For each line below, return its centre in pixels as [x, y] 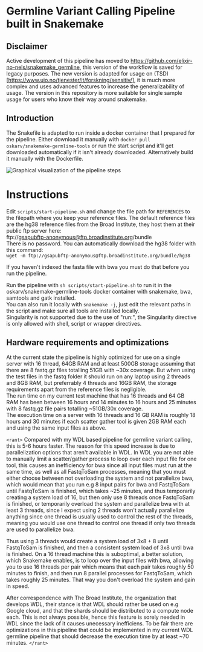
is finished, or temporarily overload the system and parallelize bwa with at [98, 503]
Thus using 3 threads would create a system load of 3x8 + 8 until [87, 541]
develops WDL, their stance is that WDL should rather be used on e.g [92, 604]
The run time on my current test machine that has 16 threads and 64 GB [95, 395]
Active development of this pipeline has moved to [68, 61]
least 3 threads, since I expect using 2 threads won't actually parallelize [95, 510]
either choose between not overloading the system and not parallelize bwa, [100, 478]
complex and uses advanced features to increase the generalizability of [95, 86]
